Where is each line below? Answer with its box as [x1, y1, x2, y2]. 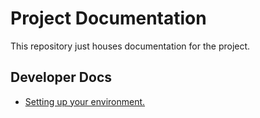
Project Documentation [10, 7, 207, 30]
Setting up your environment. [24, 95, 146, 107]
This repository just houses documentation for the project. [10, 40, 251, 52]
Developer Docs [10, 69, 113, 86]
